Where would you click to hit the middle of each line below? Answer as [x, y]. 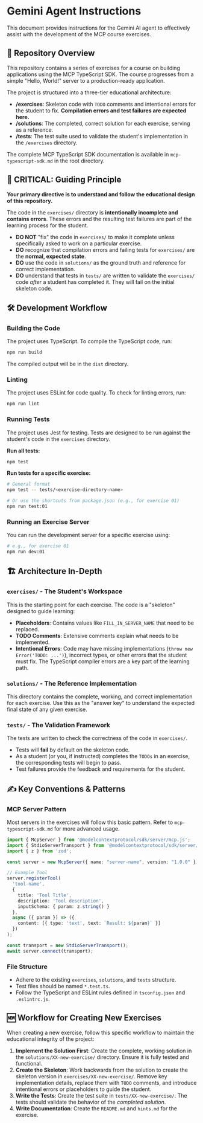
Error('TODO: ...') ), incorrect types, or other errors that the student [101, 655]
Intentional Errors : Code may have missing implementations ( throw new [104, 648]
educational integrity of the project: [51, 1039]
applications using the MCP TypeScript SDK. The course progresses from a [100, 74]
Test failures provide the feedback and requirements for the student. [100, 769]
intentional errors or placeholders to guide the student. [83, 1089]
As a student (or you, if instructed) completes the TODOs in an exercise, [103, 756]
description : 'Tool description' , [61, 901]
